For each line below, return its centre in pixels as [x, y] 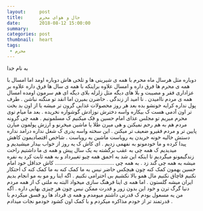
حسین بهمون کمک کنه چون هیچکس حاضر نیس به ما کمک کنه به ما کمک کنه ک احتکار [101, 169]
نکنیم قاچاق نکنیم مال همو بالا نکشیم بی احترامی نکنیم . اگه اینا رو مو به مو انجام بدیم [101, 176]
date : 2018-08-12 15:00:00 [49, 23]
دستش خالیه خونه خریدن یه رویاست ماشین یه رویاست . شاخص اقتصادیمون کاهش [98, 137]
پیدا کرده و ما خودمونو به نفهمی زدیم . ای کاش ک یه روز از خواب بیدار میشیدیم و [97, 143]
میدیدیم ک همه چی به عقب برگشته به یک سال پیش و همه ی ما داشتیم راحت [92, 150]
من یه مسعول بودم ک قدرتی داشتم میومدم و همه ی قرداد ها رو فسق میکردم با [95, 194]
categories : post [29, 34]
